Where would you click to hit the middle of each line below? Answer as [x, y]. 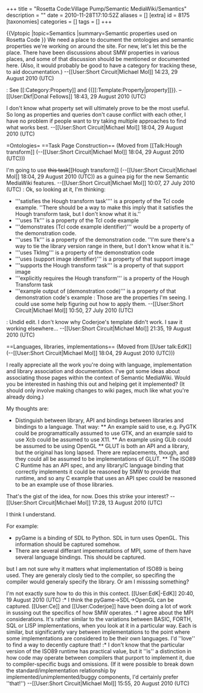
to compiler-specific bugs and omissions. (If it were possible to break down [100, 664]
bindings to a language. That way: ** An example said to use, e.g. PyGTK [106, 427]
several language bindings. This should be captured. [80, 557]
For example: [23, 526]
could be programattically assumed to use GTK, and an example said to [104, 433]
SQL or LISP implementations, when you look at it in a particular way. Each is [101, 626]
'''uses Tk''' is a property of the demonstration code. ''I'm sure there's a [105, 239]
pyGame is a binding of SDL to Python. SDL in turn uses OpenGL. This [102, 538]
